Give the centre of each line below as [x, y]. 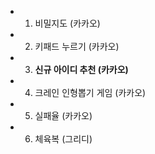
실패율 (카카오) [63, 115]
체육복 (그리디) [63, 139]
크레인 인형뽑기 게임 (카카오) [90, 92]
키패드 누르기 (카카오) [77, 46]
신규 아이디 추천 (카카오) [81, 69]
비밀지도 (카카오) [67, 23]
